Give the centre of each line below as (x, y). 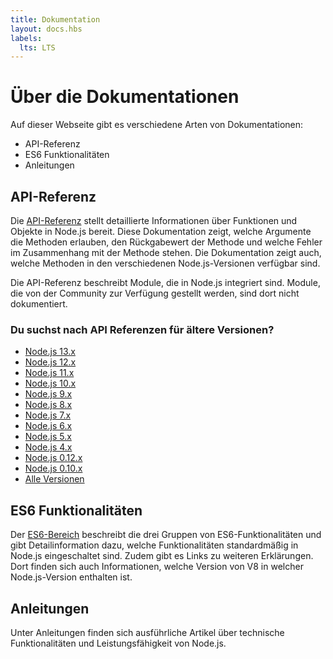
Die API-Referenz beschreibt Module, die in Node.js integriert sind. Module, (165, 282)
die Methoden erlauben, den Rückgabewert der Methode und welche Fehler (166, 242)
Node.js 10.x (50, 383)
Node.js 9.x (48, 394)
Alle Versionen (54, 479)
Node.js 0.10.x (53, 468)
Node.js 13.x (50, 352)
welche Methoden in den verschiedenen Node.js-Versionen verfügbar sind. (165, 263)
